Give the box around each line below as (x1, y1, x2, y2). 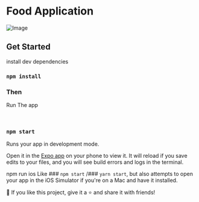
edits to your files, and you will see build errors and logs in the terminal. (6, 158, 184, 166)
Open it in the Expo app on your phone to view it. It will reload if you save (6, 152, 188, 160)
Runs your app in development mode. (6, 140, 99, 148)
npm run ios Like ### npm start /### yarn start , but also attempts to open (6, 171, 193, 178)
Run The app (6, 101, 38, 108)
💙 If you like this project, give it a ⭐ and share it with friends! (6, 189, 156, 196)
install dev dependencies (6, 57, 69, 65)
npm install (6, 73, 42, 80)
